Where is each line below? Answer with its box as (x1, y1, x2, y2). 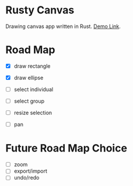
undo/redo (13, 174, 40, 181)
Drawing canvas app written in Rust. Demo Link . (5, 23, 121, 30)
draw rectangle (13, 62, 51, 69)
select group (13, 97, 45, 105)
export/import (13, 167, 48, 175)
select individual (13, 86, 54, 93)
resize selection (13, 109, 52, 117)
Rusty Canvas (5, 3, 75, 17)
